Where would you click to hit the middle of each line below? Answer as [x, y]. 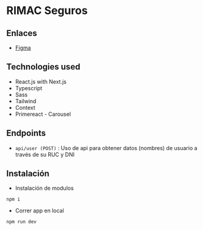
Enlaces [22, 33]
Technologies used [43, 67]
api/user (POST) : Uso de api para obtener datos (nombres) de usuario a [106, 148]
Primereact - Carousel [43, 114]
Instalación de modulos [45, 188]
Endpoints [26, 133]
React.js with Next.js [41, 81]
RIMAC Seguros [47, 11]
